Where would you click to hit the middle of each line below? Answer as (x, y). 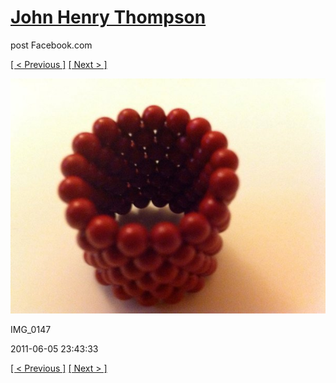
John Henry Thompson (108, 17)
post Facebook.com (51, 45)
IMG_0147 (31, 330)
